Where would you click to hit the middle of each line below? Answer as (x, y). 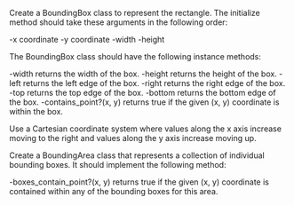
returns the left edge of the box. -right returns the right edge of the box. (154, 83)
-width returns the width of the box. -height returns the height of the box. (143, 74)
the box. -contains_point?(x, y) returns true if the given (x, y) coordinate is (144, 102)
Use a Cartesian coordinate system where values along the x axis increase (146, 129)
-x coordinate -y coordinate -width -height (87, 39)
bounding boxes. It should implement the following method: (118, 165)
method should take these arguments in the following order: (119, 22)
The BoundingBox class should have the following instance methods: (135, 56)
